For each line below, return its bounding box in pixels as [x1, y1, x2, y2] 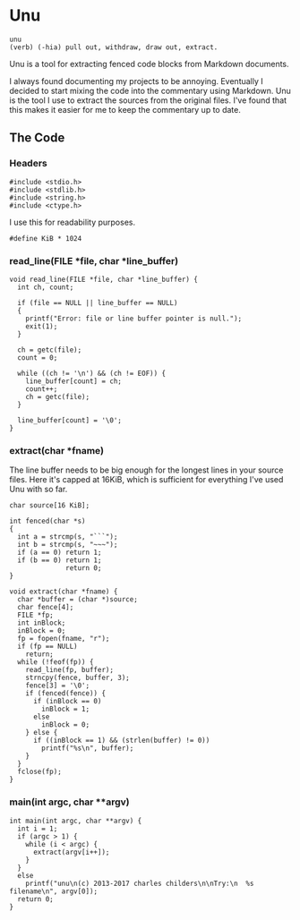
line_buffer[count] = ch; [25, 377, 123, 386]
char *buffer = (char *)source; [17, 595, 139, 604]
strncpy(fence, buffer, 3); [25, 673, 130, 683]
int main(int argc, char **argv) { [9, 816, 142, 825]
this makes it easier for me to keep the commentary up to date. [9, 104, 242, 115]
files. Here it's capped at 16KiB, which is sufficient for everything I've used [9, 474, 284, 485]
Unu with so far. [9, 484, 68, 495]
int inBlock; [17, 618, 66, 627]
